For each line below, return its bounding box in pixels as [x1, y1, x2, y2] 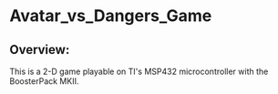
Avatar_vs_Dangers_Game [9, 5, 212, 26]
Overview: [9, 42, 70, 57]
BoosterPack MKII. [9, 76, 79, 87]
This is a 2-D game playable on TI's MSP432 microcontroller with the [9, 66, 269, 77]
